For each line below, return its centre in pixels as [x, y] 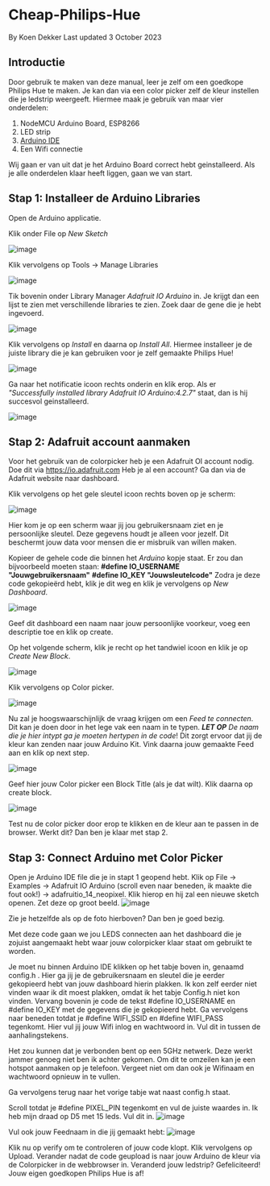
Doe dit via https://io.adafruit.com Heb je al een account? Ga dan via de [127, 470]
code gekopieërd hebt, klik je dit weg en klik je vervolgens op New [118, 584]
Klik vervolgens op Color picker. [61, 687]
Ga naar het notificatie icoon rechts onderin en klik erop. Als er [112, 384]
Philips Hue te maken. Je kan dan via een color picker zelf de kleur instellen [134, 90]
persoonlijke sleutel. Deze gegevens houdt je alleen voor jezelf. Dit [118, 534]
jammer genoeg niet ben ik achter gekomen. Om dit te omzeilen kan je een [132, 1060]
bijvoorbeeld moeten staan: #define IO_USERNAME [94, 566]
